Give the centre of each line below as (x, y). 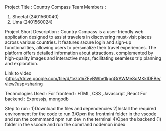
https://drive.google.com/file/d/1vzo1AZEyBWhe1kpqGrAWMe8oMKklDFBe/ (83, 78)
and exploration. (22, 64)
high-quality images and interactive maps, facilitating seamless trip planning (83, 58)
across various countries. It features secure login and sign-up (68, 42)
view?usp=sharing (24, 84)
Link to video (18, 73)
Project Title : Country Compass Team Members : (56, 7)
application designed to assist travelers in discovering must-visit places (78, 37)
